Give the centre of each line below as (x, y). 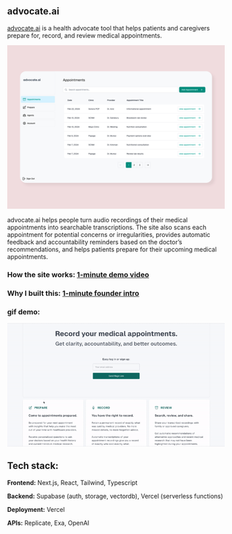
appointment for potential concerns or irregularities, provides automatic (109, 234)
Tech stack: (33, 466)
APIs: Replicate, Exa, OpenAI (48, 523)
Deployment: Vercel (36, 509)
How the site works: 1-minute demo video (78, 274)
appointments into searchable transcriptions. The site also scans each (107, 227)
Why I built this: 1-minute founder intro (73, 293)
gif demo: (23, 312)
